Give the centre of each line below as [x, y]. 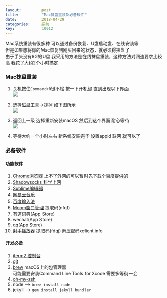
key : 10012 [29, 29]
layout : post [28, 10]
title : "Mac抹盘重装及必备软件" [46, 15]
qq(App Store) [27, 225]
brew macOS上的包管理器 [39, 267]
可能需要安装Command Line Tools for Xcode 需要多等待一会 [75, 273]
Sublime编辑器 [28, 188]
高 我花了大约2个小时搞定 [32, 63]
